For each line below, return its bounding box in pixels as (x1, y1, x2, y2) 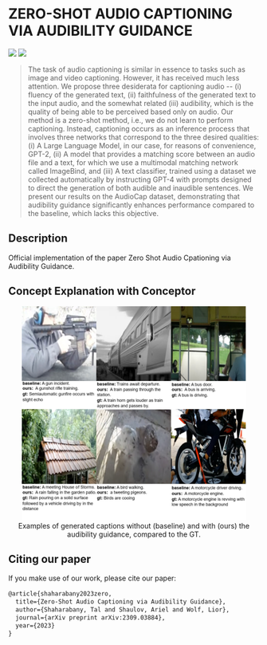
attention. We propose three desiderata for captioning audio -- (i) (27, 81, 241, 91)
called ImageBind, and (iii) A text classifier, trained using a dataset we (27, 166, 257, 175)
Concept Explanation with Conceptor (8, 285, 196, 298)
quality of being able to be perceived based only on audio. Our (27, 107, 234, 116)
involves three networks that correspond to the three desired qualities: (27, 132, 259, 142)
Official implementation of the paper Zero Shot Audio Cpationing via (8, 253, 231, 262)
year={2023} (15, 622, 56, 630)
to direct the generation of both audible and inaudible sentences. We (27, 183, 253, 192)
